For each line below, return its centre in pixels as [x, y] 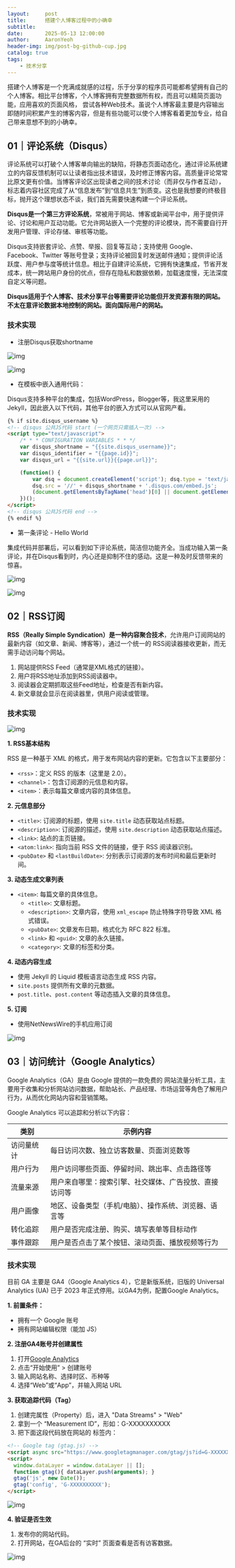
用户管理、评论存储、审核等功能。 [62, 231]
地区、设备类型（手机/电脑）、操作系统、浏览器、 [130, 1205]
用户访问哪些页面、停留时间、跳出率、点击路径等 [131, 1168]
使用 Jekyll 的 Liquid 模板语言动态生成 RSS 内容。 [89, 976]
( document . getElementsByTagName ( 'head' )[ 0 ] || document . [117, 492]
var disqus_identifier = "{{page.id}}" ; [79, 454]
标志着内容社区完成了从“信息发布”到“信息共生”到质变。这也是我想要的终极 [114, 191]
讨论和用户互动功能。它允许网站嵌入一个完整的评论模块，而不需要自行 [120, 223]
